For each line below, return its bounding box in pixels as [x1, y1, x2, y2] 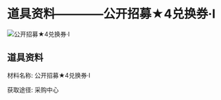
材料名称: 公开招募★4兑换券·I [7, 71, 91, 79]
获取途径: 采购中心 [7, 86, 59, 94]
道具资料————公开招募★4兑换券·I [7, 6, 216, 22]
